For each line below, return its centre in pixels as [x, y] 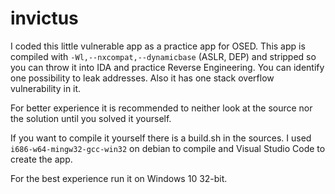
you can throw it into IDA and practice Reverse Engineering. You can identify [167, 67]
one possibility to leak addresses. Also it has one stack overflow [142, 78]
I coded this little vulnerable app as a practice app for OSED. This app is [158, 46]
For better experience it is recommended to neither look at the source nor [161, 108]
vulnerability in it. [46, 88]
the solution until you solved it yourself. [91, 118]
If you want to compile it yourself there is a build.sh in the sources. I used [161, 138]
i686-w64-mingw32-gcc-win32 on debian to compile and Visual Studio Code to [168, 148]
